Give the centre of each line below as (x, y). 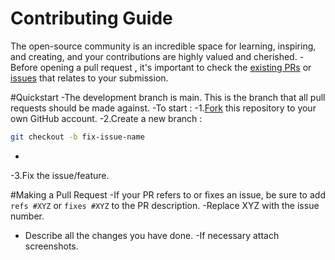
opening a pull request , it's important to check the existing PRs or (175, 67)
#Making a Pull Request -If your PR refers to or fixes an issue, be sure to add (168, 194)
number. (27, 216)
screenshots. (51, 246)
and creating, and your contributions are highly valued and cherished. (154, 56)
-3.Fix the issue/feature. (60, 175)
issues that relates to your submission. (89, 78)
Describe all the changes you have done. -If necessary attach (152, 235)
